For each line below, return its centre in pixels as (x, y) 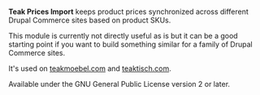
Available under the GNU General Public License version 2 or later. (119, 84)
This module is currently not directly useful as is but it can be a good (123, 36)
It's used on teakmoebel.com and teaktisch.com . (90, 68)
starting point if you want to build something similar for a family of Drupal (131, 44)
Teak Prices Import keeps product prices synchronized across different (129, 12)
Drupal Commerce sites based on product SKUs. (90, 20)
